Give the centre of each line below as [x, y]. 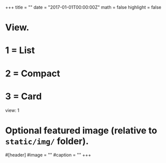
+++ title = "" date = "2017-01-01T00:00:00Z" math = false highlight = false [83, 7]
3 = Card [23, 96]
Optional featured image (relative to [81, 130]
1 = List [20, 50]
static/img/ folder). [47, 141]
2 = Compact [33, 73]
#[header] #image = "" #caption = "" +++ [48, 155]
